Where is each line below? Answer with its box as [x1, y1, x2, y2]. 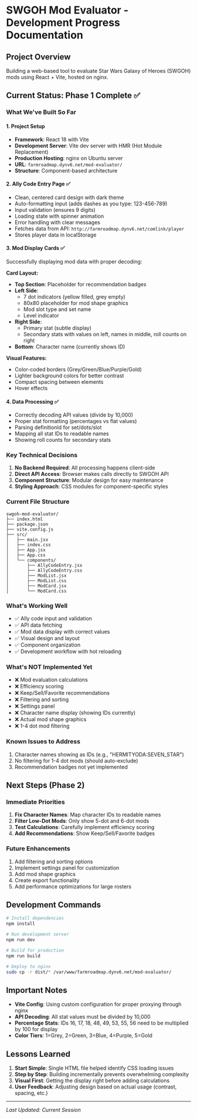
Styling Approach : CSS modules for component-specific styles [14, 483, 168, 490]
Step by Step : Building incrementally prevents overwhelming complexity [14, 1071, 189, 1078]
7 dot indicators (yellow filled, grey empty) [23, 293, 126, 300]
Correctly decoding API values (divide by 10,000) [14, 411, 134, 418]
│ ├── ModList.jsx [6, 573, 67, 579]
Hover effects [14, 384, 48, 391]
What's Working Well [6, 601, 68, 610]
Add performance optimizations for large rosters [14, 883, 132, 890]
